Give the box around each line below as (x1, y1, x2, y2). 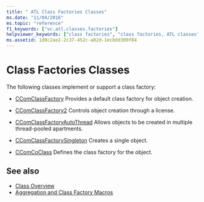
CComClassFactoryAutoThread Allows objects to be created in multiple (15, 118, 193, 126)
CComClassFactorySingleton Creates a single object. (15, 136, 148, 144)
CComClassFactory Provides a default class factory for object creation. (15, 95, 194, 102)
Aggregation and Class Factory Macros (15, 189, 114, 196)
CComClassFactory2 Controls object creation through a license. (15, 107, 175, 114)
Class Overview (15, 182, 55, 189)
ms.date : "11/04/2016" (6, 15, 64, 21)
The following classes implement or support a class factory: (6, 83, 156, 90)
